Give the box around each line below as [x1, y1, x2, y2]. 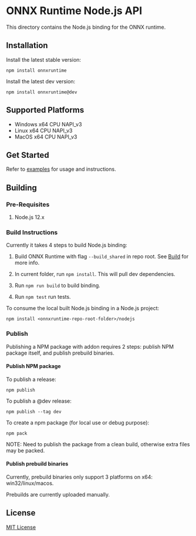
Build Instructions [6, 228, 58, 236]
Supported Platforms [6, 105, 85, 115]
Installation [6, 41, 48, 50]
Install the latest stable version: [6, 56, 81, 63]
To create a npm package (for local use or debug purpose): [6, 419, 150, 426]
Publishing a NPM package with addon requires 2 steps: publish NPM [6, 343, 174, 350]
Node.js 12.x [14, 214, 45, 221]
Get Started [6, 150, 49, 160]
